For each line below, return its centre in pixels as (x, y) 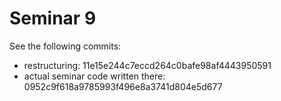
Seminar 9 (53, 18)
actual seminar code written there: (94, 76)
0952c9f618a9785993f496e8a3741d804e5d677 (123, 86)
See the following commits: (65, 46)
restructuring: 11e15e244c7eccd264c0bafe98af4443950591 (147, 65)
